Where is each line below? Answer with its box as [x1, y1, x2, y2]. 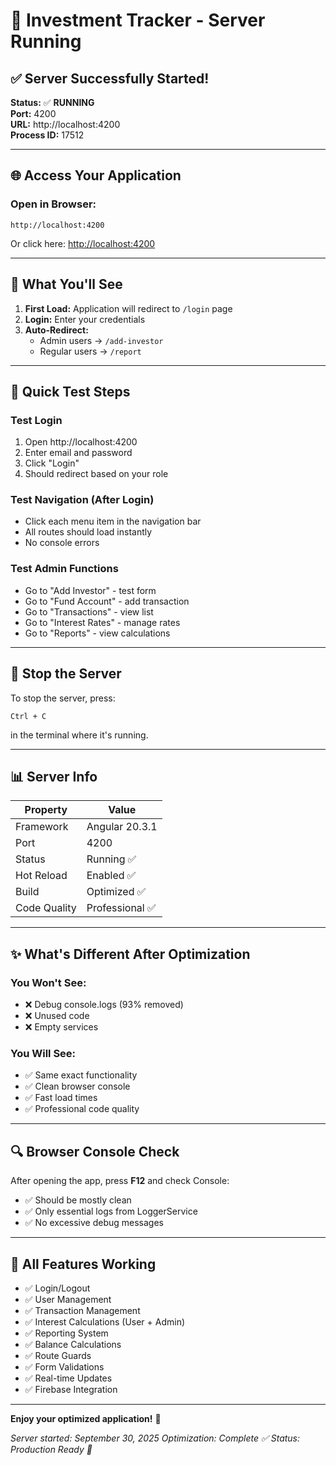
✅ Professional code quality [24, 1103, 140, 1115]
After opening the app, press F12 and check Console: [10, 1175, 230, 1187]
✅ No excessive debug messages [24, 1217, 164, 1229]
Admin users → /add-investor [39, 334, 164, 346]
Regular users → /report [39, 345, 142, 357]
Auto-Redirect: [24, 324, 89, 336]
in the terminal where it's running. [10, 729, 149, 741]
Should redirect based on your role [24, 468, 169, 480]
